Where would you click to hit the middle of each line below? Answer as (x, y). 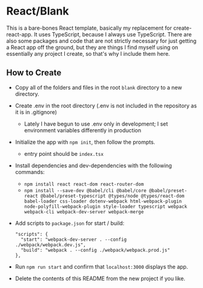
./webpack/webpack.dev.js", (50, 245)
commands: (30, 172)
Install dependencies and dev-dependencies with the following (93, 166)
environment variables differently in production (82, 130)
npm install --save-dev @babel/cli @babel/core (85, 190)
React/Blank (38, 11)
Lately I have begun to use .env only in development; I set (96, 124)
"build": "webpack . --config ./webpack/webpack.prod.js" (95, 250)
